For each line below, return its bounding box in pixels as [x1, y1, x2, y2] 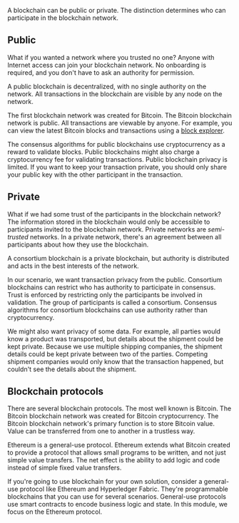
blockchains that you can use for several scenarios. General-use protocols [7, 492, 227, 501]
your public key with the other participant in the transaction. [7, 170, 183, 179]
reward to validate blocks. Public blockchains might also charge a [7, 147, 200, 156]
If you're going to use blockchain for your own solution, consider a [7, 477, 203, 486]
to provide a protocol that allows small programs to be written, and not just [7, 448, 226, 457]
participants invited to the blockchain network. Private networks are [7, 224, 207, 234]
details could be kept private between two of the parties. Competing [7, 349, 208, 358]
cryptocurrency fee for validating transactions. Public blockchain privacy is [7, 155, 228, 163]
